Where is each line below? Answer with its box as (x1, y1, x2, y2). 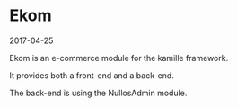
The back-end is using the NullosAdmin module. (9, 87, 188, 98)
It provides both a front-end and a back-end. (9, 69, 175, 81)
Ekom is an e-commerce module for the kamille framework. (9, 52, 229, 63)
